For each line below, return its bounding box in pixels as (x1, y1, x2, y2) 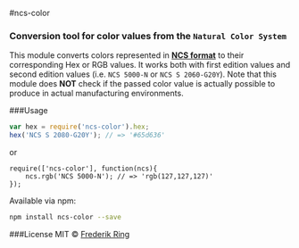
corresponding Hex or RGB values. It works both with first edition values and (9, 60, 291, 70)
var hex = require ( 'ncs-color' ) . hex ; (9, 122, 150, 132)
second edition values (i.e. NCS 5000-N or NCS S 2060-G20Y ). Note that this (9, 69, 277, 79)
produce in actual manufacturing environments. (9, 88, 185, 99)
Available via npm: (9, 195, 77, 206)
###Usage (9, 105, 49, 116)
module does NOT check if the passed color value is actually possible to (9, 79, 276, 89)
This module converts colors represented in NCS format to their (9, 50, 245, 61)
